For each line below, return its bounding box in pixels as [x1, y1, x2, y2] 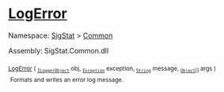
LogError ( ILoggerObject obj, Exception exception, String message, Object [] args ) [8, 64, 216, 74]
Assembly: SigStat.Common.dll [8, 46, 109, 55]
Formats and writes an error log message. [9, 75, 124, 83]
